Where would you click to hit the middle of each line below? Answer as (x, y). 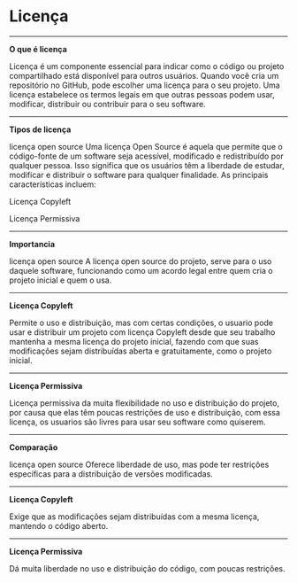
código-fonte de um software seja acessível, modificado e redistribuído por (147, 156)
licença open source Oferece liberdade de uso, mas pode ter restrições (139, 464)
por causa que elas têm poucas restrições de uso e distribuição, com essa (145, 412)
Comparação (34, 447)
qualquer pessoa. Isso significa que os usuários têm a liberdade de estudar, (147, 165)
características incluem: (53, 184)
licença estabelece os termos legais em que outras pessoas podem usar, (142, 94)
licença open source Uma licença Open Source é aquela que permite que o (146, 146)
